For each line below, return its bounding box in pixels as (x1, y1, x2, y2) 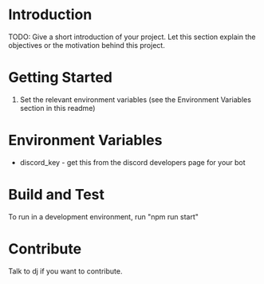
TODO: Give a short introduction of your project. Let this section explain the (8, 32, 256, 41)
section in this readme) (19, 103, 96, 112)
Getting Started (8, 69, 113, 87)
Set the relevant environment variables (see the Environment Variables (19, 94, 251, 105)
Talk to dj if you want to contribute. (8, 266, 123, 276)
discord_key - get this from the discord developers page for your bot (19, 157, 246, 167)
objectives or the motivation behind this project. (8, 40, 165, 49)
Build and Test (8, 186, 105, 203)
